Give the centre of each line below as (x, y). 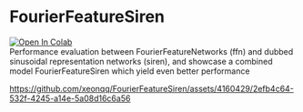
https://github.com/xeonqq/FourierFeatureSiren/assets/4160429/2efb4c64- (151, 88)
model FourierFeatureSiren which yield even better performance (130, 71)
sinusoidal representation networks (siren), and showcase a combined (141, 61)
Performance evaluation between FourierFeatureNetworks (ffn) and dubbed (151, 51)
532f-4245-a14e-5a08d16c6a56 (70, 98)
